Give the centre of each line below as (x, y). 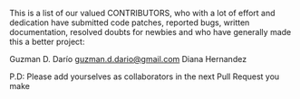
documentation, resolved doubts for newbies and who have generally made (150, 32)
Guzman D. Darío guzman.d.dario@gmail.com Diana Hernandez (128, 59)
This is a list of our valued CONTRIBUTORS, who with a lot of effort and (142, 13)
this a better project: (47, 41)
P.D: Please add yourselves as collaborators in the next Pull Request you (145, 76)
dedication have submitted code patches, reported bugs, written (130, 22)
